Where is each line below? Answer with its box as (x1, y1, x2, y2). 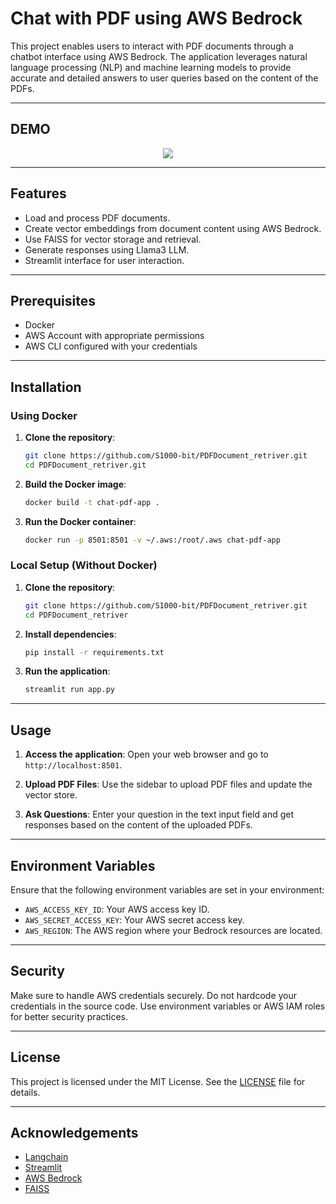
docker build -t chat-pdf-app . (24, 497, 160, 507)
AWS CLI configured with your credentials (24, 340, 198, 352)
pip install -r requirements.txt (24, 647, 165, 657)
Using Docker (10, 408, 78, 422)
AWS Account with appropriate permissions (24, 330, 205, 342)
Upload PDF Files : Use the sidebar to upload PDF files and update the (24, 778, 313, 791)
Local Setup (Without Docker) (10, 558, 158, 572)
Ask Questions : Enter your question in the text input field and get (24, 808, 295, 821)
